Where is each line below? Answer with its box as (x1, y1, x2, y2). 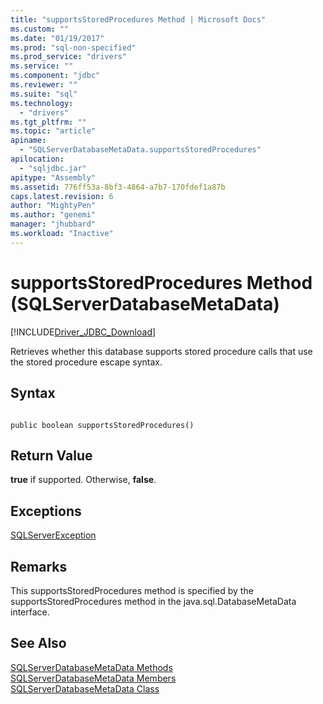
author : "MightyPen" (10, 201, 97, 211)
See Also (10, 635, 67, 652)
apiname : (10, 136, 47, 146)
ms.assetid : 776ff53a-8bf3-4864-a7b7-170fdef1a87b (10, 182, 226, 192)
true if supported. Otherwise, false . (10, 474, 157, 486)
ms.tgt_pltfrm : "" (10, 117, 87, 127)
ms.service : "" (10, 61, 74, 71)
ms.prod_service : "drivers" (10, 52, 128, 62)
